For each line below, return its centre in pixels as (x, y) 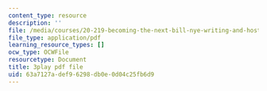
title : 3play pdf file (46, 67)
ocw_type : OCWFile (39, 52)
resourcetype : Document (48, 60)
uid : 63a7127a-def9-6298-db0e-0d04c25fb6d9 (81, 74)
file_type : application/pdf (55, 38)
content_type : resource (48, 15)
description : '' (35, 23)
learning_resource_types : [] (56, 45)
